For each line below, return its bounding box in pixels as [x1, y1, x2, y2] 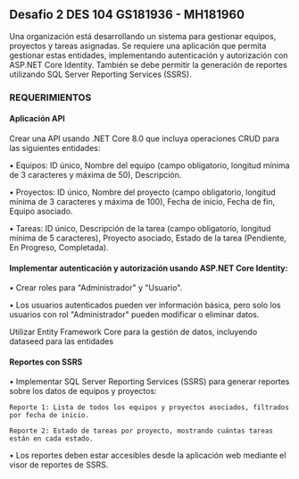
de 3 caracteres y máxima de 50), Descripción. [9, 169, 182, 180]
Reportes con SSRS [9, 357, 83, 367]
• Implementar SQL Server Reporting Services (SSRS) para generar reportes [9, 376, 290, 387]
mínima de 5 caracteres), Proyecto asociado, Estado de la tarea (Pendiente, [9, 232, 287, 243]
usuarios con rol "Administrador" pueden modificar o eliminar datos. [9, 309, 260, 320]
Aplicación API [9, 113, 65, 124]
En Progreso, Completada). [9, 241, 109, 253]
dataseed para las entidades [9, 336, 114, 347]
